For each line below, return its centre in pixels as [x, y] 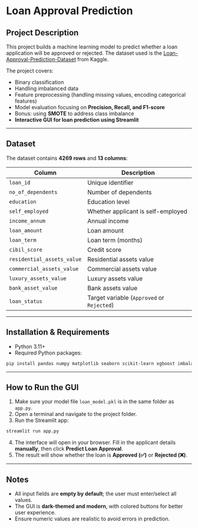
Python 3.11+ [30, 346]
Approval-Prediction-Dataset [41, 59]
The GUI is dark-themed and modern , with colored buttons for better [99, 506]
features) [26, 101]
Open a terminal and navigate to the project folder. [76, 414]
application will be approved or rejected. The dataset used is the [84, 53]
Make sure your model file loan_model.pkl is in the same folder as [94, 402]
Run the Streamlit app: [42, 421]
